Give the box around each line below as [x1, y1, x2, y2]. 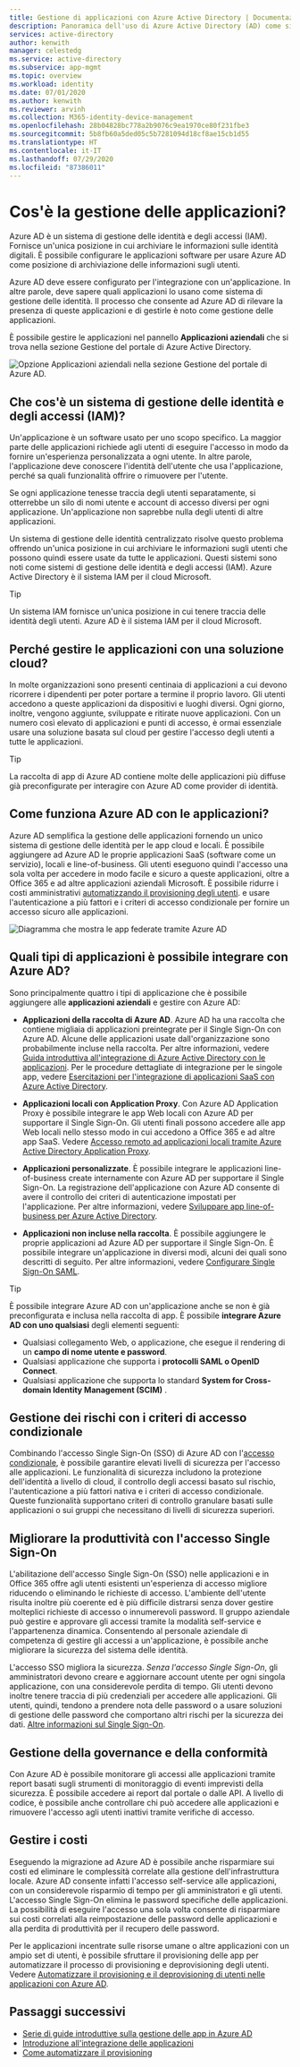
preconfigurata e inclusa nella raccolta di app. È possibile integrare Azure [9, 1310, 281, 1321]
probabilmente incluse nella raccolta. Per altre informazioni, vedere [21, 1042, 270, 1053]
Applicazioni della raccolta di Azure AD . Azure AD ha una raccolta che [21, 1014, 286, 1025]
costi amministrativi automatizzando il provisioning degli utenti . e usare [9, 887, 271, 897]
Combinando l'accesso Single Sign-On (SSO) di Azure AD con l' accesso [9, 1448, 275, 1459]
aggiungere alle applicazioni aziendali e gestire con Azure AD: [9, 997, 241, 1008]
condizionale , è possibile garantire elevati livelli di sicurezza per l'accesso [9, 1458, 281, 1468]
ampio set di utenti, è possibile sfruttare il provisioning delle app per [9, 1950, 259, 1961]
